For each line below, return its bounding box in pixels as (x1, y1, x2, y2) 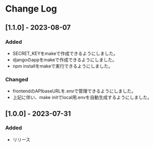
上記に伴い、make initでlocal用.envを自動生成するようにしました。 (12, 94, 152, 101)
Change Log (5, 3, 57, 15)
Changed (5, 76, 29, 83)
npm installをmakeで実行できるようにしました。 (12, 63, 113, 69)
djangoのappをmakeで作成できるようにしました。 (12, 57, 117, 63)
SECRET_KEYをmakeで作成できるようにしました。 (12, 50, 118, 56)
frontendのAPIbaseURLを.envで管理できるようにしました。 (12, 88, 136, 94)
